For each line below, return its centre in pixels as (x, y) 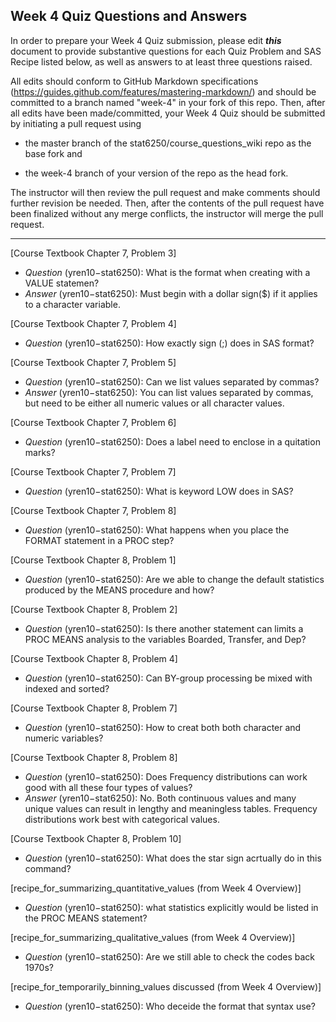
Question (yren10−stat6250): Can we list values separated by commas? (172, 381)
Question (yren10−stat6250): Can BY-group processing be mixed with (168, 678)
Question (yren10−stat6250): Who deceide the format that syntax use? (170, 1006)
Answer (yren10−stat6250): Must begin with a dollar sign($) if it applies (171, 293)
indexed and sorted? (67, 688)
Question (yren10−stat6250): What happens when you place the (157, 530)
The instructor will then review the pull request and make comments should (165, 192)
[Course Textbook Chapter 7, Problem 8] (93, 510)
